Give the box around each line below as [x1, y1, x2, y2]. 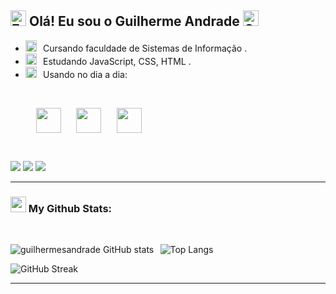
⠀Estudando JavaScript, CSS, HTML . [36, 55, 192, 67]
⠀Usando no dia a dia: [36, 68, 128, 80]
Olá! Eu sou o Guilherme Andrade [28, 13, 240, 30]
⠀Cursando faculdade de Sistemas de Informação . [36, 42, 248, 54]
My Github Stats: [28, 201, 113, 215]
